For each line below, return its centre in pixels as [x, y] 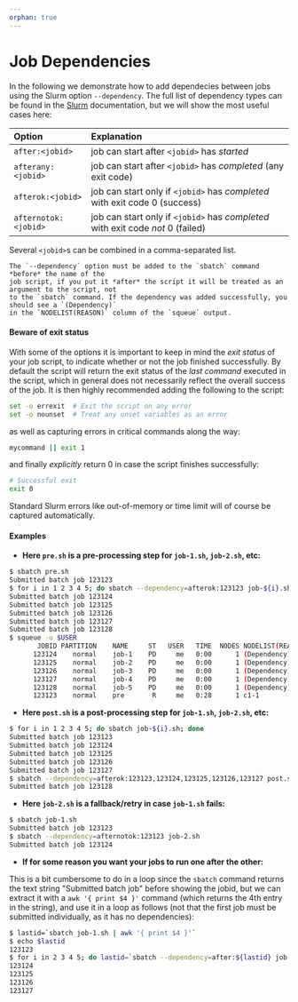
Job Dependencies [80, 61]
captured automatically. [52, 515]
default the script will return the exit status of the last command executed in [148, 370]
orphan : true [33, 17]
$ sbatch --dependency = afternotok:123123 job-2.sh [105, 837]
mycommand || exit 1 [47, 448]
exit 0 [21, 489]
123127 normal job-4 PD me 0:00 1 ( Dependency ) [162, 679]
